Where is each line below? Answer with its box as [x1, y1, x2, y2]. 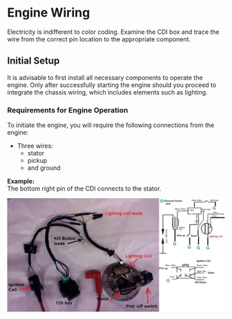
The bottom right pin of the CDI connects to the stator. [7, 184, 162, 193]
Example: [7, 177, 35, 186]
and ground [27, 164, 61, 172]
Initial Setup [7, 55, 60, 67]
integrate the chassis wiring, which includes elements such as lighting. [7, 88, 209, 96]
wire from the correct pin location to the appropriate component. [7, 35, 191, 43]
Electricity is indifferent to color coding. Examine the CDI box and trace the [7, 28, 220, 36]
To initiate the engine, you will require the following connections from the [7, 121, 215, 129]
